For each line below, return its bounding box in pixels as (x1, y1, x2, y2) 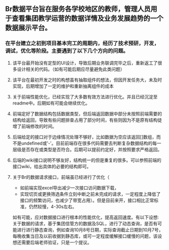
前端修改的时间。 (21, 123, 57, 129)
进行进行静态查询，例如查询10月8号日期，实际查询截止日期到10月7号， (17, 226, 163, 232)
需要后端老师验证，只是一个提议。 (21, 239, 92, 245)
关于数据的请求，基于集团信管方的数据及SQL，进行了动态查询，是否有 (12, 220, 158, 226)
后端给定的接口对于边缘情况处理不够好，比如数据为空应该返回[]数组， (12, 134, 157, 140)
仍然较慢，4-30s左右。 (29, 203, 77, 209)
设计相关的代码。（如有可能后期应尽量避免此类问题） (17, 66, 125, 72)
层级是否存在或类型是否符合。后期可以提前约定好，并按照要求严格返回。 (12, 146, 162, 152)
